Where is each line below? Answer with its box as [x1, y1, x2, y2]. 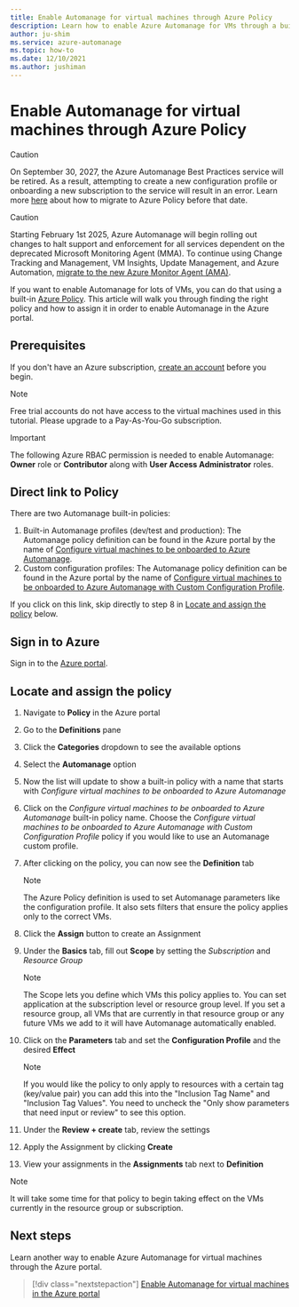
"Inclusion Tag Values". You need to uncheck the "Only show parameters [22, 1098, 290, 1109]
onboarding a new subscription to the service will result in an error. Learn [10, 185, 279, 195]
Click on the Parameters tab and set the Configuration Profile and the [22, 1035, 281, 1046]
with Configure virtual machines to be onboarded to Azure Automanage [22, 785, 287, 796]
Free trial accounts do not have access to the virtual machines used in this [10, 405, 282, 416]
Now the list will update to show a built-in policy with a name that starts [22, 777, 284, 787]
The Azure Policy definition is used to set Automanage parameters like [22, 892, 280, 903]
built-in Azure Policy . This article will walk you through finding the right [10, 293, 269, 304]
